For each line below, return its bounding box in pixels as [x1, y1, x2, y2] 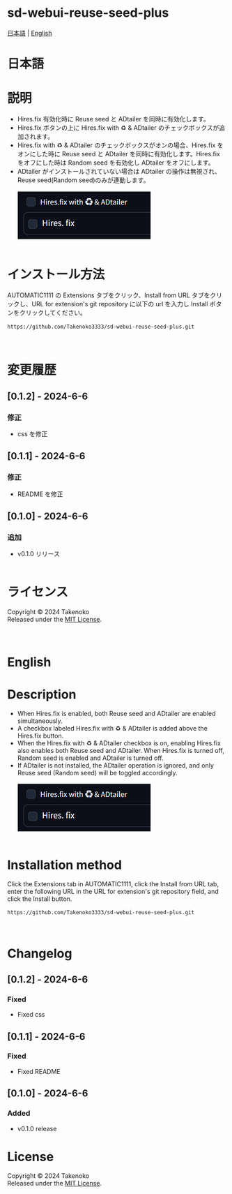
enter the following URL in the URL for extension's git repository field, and [7, 888, 219, 896]
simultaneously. [17, 717, 63, 725]
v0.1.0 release [17, 1124, 57, 1133]
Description [7, 686, 77, 702]
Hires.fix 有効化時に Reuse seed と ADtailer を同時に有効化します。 [17, 115, 210, 124]
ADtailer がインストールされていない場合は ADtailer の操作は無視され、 [17, 167, 222, 176]
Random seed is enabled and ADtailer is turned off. [17, 754, 164, 762]
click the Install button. [7, 895, 72, 903]
